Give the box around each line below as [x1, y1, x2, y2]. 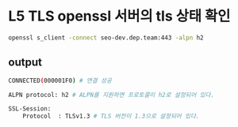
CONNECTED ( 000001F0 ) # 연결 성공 [8, 77, 113, 84]
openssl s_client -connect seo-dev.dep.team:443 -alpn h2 [8, 33, 204, 42]
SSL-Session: [8, 105, 52, 113]
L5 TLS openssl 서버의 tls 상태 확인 [8, 7, 231, 25]
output [8, 56, 42, 69]
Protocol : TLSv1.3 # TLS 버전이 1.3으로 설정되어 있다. [22, 112, 200, 121]
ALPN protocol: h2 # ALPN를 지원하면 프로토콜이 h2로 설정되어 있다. [8, 91, 215, 99]
